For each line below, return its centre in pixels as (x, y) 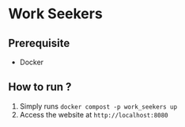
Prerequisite (39, 43)
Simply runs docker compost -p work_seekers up (98, 106)
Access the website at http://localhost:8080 (94, 114)
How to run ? (40, 87)
